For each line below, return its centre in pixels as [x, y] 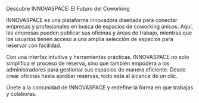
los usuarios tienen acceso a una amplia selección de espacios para [90, 39]
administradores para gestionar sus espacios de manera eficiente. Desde [96, 70]
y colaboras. [21, 94]
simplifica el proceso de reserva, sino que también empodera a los [88, 63]
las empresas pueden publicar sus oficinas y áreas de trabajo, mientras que [99, 33]
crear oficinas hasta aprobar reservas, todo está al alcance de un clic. [92, 76]
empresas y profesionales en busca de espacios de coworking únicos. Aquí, [100, 26]
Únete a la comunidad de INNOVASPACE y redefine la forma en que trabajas [100, 88]
